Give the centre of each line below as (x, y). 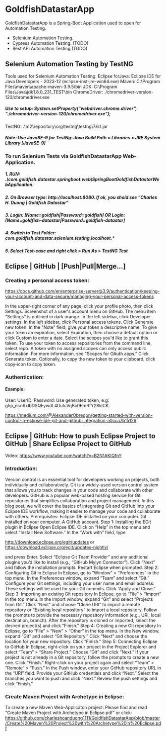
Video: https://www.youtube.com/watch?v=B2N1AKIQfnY (63, 456)
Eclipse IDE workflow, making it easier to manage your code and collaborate (83, 511)
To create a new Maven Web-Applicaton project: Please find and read (76, 707)
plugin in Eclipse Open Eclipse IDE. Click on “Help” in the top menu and (78, 527)
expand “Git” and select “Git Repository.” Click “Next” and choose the (76, 636)
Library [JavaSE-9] (26, 143)
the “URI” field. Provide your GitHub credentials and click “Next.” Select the (82, 673)
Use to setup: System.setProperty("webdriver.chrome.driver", (71, 108)
